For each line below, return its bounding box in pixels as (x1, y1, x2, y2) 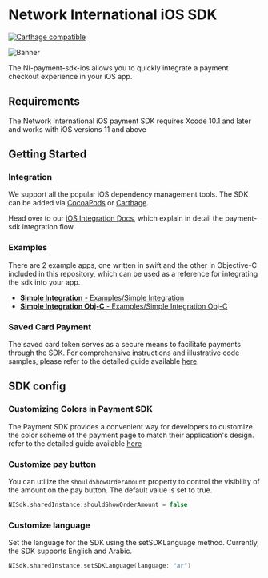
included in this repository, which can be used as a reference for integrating (8, 269, 258, 278)
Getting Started (8, 148, 87, 161)
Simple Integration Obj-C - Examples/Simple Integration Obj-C (19, 301, 228, 311)
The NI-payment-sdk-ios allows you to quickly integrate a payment (8, 62, 229, 73)
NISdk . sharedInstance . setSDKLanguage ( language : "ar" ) (8, 562, 192, 570)
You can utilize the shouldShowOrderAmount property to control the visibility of (8, 477, 260, 487)
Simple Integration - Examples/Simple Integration (19, 293, 185, 302)
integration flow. (22, 222, 76, 232)
